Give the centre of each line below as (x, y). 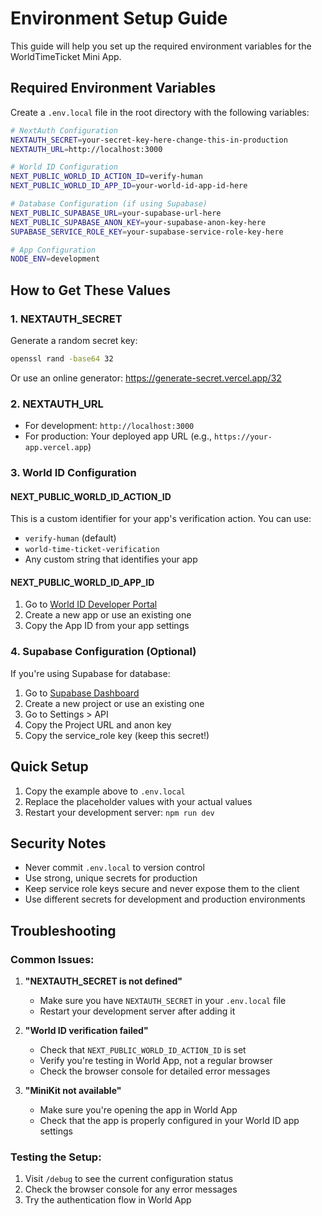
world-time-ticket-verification (92, 550)
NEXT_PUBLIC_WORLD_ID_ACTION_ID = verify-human (106, 177)
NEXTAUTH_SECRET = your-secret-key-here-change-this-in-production (149, 140)
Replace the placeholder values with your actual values (138, 801)
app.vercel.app (56, 448)
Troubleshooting (63, 930)
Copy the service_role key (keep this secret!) (117, 735)
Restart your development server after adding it (137, 1011)
